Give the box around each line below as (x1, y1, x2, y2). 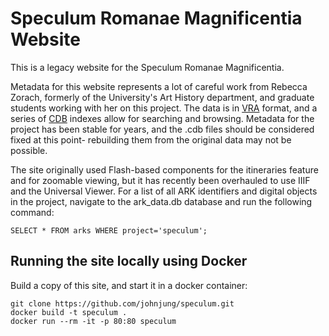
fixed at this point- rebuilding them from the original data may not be (10, 133, 292, 146)
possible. (10, 144, 48, 156)
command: (10, 206, 55, 218)
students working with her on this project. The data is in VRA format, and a (10, 102, 318, 114)
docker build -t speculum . (10, 307, 128, 317)
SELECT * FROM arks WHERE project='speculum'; (10, 225, 208, 236)
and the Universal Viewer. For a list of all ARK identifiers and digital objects (10, 185, 318, 197)
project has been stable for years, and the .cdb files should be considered (10, 123, 315, 135)
